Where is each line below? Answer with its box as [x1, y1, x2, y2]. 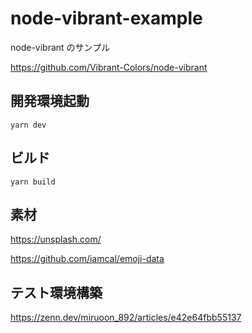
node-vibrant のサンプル [10, 41, 111, 53]
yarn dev [10, 120, 47, 130]
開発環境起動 [10, 93, 90, 110]
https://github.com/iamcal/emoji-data [10, 253, 165, 265]
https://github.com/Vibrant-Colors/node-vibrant [10, 61, 208, 73]
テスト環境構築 [10, 284, 103, 301]
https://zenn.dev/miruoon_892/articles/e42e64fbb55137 [10, 312, 242, 324]
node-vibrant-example [10, 7, 203, 30]
